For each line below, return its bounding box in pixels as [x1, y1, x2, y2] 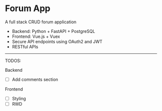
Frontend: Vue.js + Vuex [12, 33, 60, 39]
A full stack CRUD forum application [5, 19, 77, 25]
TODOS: [5, 58, 22, 63]
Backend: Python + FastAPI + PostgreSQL [12, 28, 95, 34]
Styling [12, 95, 27, 101]
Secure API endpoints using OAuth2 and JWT [12, 38, 103, 44]
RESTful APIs [12, 44, 39, 49]
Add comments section [12, 76, 58, 82]
